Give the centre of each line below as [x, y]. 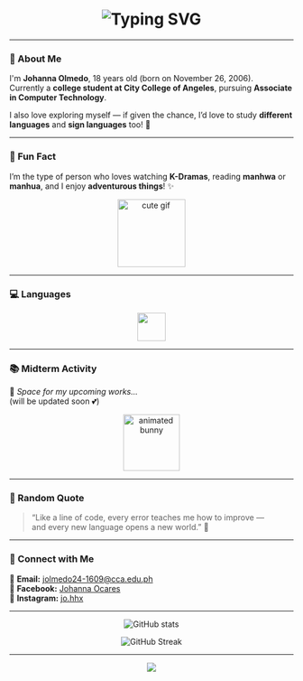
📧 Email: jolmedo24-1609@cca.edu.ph [81, 579]
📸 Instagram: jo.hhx [46, 598]
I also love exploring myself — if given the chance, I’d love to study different [151, 115]
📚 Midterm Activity [53, 368]
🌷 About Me [36, 59]
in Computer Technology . [58, 98]
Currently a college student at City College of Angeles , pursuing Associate [151, 88]
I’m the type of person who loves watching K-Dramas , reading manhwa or [147, 176]
